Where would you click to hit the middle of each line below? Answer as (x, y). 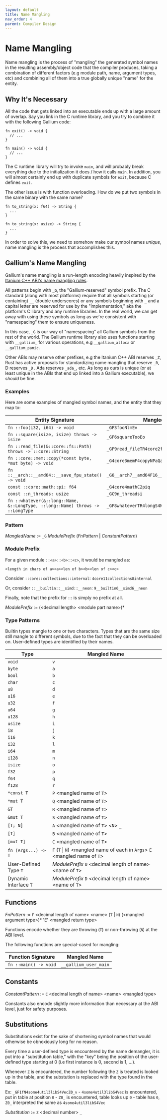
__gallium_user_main (85, 964)
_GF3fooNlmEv (122, 428)
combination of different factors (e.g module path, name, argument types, (81, 73)
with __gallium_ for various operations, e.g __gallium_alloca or (70, 342)
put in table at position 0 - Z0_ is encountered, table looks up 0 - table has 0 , (83, 1098)
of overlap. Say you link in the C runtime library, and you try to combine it (80, 116)
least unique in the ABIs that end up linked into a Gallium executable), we (80, 373)
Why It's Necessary (37, 99)
